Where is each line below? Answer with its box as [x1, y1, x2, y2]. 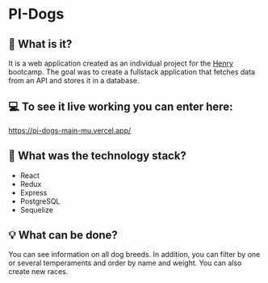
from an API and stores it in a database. [8, 76, 140, 85]
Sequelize [19, 205, 54, 214]
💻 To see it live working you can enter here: [8, 100, 233, 114]
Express [19, 188, 48, 197]
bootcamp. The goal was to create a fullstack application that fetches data [8, 67, 256, 77]
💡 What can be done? [8, 228, 119, 243]
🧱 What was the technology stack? [8, 149, 187, 163]
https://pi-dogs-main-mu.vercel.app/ [8, 125, 132, 135]
